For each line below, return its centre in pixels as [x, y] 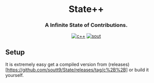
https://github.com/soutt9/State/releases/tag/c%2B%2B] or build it [78, 70]
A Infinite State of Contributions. [86, 25]
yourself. [15, 75]
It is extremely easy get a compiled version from [56, 65]
